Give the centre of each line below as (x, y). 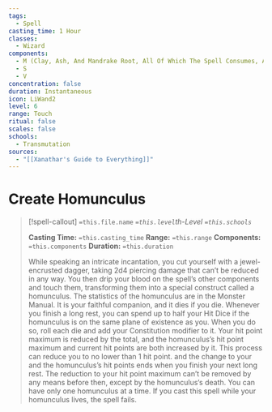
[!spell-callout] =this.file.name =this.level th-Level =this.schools (140, 222)
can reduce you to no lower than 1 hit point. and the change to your (140, 357)
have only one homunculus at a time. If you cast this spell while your (142, 391)
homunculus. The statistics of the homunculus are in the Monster (136, 296)
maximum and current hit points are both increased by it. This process (145, 348)
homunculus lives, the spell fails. (83, 400)
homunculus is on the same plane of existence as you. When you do (142, 322)
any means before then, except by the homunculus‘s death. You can (142, 383)
